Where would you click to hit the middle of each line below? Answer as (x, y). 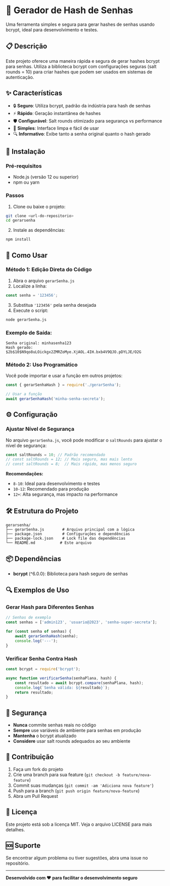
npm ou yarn (26, 182)
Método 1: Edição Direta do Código (49, 269)
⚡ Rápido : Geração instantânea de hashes (57, 113)
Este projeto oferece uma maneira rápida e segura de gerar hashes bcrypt (83, 61)
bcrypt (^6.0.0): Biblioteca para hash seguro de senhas (70, 574)
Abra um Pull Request (36, 796)
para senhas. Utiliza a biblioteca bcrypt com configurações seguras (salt (81, 66)
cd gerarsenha (21, 220)
